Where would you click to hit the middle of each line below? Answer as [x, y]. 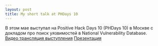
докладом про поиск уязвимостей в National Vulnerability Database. [76, 33]
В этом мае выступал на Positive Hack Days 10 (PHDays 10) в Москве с [79, 28]
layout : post [18, 9]
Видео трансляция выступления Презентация [53, 38]
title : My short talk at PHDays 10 [42, 14]
